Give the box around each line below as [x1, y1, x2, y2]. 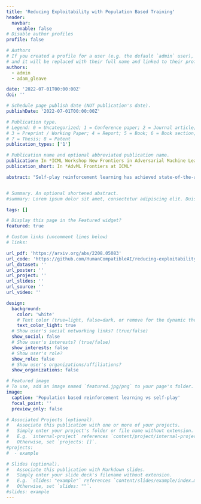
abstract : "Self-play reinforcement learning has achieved [6, 174, 157, 180]
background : [11, 305, 42, 312]
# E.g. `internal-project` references [6, 433, 109, 440]
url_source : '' [6, 284, 44, 290]
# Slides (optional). [6, 461, 60, 467]
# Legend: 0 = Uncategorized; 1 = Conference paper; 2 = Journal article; [6, 124, 197, 131]
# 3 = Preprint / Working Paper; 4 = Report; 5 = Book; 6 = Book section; [6, 130, 197, 136]
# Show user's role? [11, 350, 63, 356]
